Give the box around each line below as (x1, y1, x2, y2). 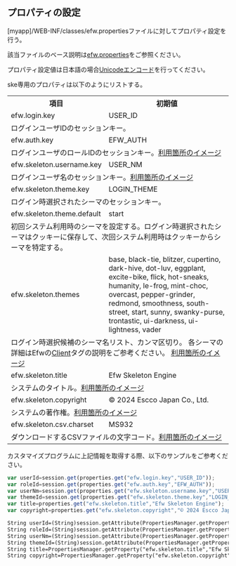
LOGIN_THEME (108, 184, 158, 194)
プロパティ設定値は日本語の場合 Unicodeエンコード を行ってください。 (7, 65, 209, 74)
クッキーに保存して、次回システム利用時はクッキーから (32, 232, 214, 242)
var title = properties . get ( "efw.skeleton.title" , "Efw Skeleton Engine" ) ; (7, 501, 225, 508)
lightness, (108, 324, 140, 334)
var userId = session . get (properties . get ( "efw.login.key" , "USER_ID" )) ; (7, 474, 216, 481)
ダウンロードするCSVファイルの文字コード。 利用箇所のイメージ (11, 432, 223, 442)
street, (108, 307, 130, 317)
